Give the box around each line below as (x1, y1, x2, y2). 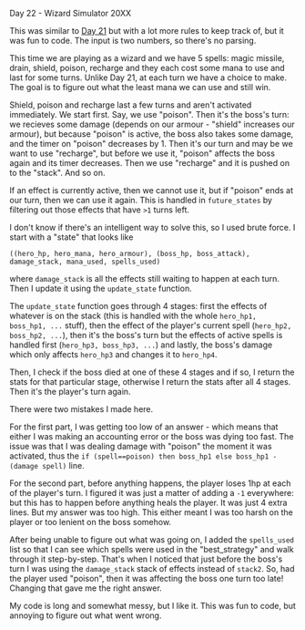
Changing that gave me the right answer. (9, 583, 162, 594)
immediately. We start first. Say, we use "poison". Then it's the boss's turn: (9, 109, 290, 119)
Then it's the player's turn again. (9, 387, 131, 397)
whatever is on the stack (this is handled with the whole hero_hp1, (9, 310, 257, 321)
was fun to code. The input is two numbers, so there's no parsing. (9, 36, 257, 46)
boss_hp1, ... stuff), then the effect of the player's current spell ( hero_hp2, (9, 320, 292, 331)
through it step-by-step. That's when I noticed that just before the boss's (9, 553, 283, 564)
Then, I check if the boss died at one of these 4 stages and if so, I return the (9, 367, 295, 377)
